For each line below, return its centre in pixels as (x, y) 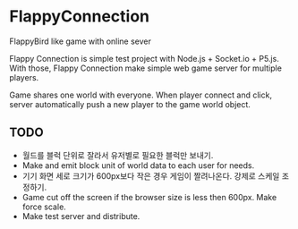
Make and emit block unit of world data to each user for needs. (138, 165)
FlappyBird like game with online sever (81, 41)
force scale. (44, 207)
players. (24, 77)
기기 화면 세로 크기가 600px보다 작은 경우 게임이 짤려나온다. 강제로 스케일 (151, 175)
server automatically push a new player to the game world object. (130, 104)
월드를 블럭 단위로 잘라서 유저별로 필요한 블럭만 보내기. (118, 155)
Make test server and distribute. (81, 216)
